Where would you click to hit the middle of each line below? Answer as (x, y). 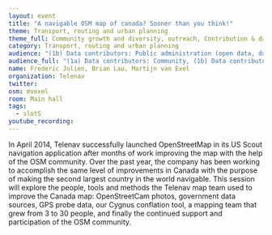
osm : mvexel (28, 91)
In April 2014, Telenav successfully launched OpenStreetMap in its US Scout (136, 144)
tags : (17, 106)
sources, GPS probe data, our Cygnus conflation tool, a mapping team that (133, 204)
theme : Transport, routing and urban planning (88, 31)
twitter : (23, 83)
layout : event (32, 16)
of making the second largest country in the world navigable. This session (132, 178)
